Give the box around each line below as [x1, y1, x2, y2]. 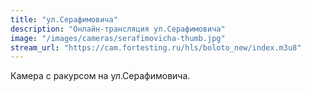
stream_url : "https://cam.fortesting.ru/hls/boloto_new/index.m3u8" [10, 42, 302, 53]
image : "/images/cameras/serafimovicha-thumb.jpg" [10, 33, 226, 43]
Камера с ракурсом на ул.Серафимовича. [10, 70, 191, 82]
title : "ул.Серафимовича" [10, 14, 118, 25]
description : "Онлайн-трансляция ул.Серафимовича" [10, 24, 226, 34]
